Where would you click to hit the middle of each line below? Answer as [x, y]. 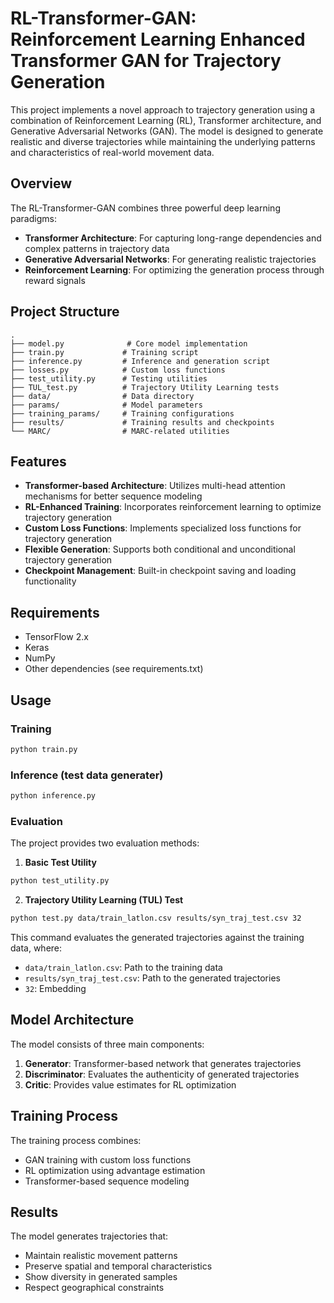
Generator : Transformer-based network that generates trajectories [163, 1063]
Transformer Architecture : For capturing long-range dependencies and [173, 238]
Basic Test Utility [60, 863]
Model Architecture [72, 1020]
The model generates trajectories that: [89, 1236]
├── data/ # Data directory [102, 396]
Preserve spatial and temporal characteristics [118, 1266]
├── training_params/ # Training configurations [122, 413]
